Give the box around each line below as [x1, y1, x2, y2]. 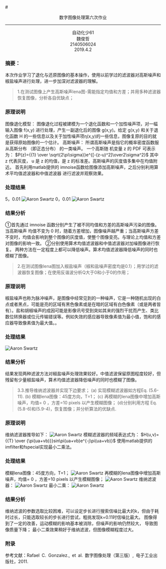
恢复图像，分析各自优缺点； [17, 95, 74, 101]
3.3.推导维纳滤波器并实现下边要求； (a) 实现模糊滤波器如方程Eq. [17, 387, 148, 393]
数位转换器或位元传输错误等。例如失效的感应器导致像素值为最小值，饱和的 [5, 314, 157, 320]
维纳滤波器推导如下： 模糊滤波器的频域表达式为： [5, 432, 140, 438]
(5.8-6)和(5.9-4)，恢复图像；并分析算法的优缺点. [17, 406, 117, 412]
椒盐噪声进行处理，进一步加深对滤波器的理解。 [5, 78, 100, 84]
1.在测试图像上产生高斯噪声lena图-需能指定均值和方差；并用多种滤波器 [17, 89, 161, 95]
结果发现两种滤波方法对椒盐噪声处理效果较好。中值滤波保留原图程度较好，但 [5, 371, 161, 377]
